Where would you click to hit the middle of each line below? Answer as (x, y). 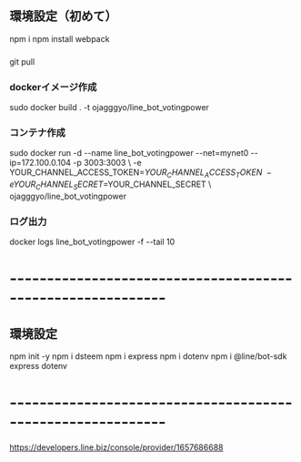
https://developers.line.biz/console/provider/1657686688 (116, 447)
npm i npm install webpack (60, 38)
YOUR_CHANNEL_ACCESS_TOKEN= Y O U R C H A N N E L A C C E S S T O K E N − (141, 174)
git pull (22, 61)
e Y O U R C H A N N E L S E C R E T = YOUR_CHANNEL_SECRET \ (110, 185)
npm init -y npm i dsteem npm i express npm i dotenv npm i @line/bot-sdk (148, 356)
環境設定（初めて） (63, 16)
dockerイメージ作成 (53, 87)
